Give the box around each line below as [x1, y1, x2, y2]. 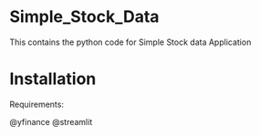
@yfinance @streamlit [9, 116, 93, 127]
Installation [9, 68, 97, 89]
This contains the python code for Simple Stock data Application [9, 37, 252, 47]
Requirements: [9, 99, 64, 110]
